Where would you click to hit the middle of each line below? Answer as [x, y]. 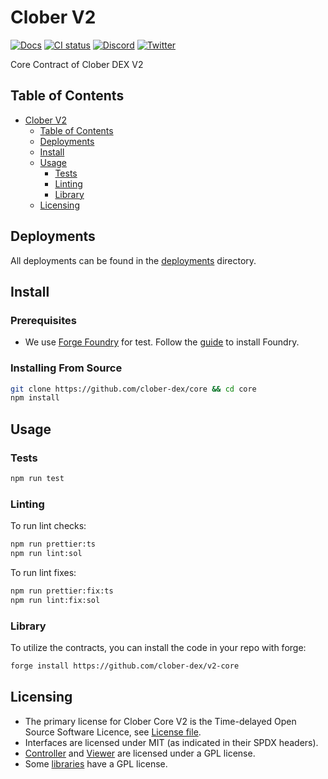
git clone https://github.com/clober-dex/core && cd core [133, 389]
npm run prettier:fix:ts [62, 591]
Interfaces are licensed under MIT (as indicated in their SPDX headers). [171, 742]
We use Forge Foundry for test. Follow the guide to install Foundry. [162, 342]
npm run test [37, 478]
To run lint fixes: [43, 572]
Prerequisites [43, 320]
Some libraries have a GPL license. [96, 763]
